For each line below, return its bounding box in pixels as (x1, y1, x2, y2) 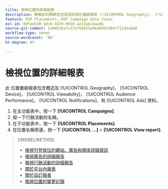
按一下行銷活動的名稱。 (12, 114, 61, 120)
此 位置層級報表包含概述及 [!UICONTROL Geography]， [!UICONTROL (5, 84, 149, 90)
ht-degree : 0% (5, 40, 35, 45)
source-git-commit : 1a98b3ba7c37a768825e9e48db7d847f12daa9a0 (5, 26, 137, 31)
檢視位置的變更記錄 (24, 178, 65, 184)
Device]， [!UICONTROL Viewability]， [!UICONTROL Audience (5, 91, 136, 97)
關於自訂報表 (24, 172, 51, 178)
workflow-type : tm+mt (5, 30, 50, 35)
